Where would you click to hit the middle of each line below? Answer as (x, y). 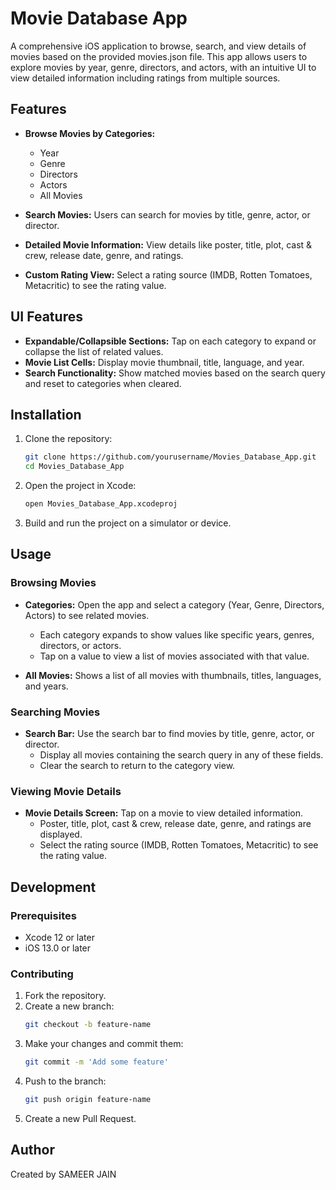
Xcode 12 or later (59, 937)
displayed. (61, 834)
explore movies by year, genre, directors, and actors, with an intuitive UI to (163, 67)
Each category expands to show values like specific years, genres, (177, 634)
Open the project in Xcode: (80, 486)
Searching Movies (55, 712)
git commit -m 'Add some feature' (96, 1062)
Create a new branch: (69, 1006)
